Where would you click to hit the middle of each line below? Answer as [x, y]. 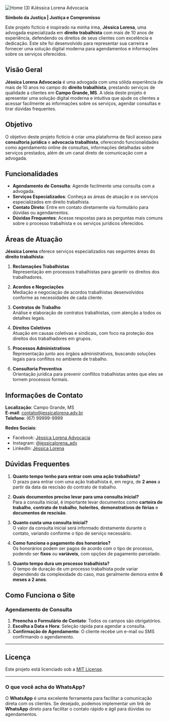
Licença [18, 657]
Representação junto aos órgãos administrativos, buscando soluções [84, 354]
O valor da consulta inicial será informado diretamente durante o [79, 528]
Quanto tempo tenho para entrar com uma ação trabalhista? [76, 476]
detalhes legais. [29, 318]
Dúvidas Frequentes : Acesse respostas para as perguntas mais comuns [88, 218]
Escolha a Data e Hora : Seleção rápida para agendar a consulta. [79, 626]
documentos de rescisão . [39, 513]
